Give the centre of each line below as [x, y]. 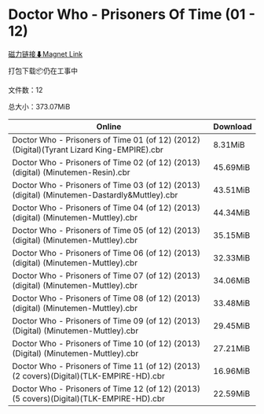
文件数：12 [26, 90]
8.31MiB [229, 145]
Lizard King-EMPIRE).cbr [117, 150]
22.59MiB [232, 394]
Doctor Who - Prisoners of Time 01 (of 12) [92, 139]
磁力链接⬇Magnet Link [46, 54]
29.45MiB [232, 326]
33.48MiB [232, 303]
